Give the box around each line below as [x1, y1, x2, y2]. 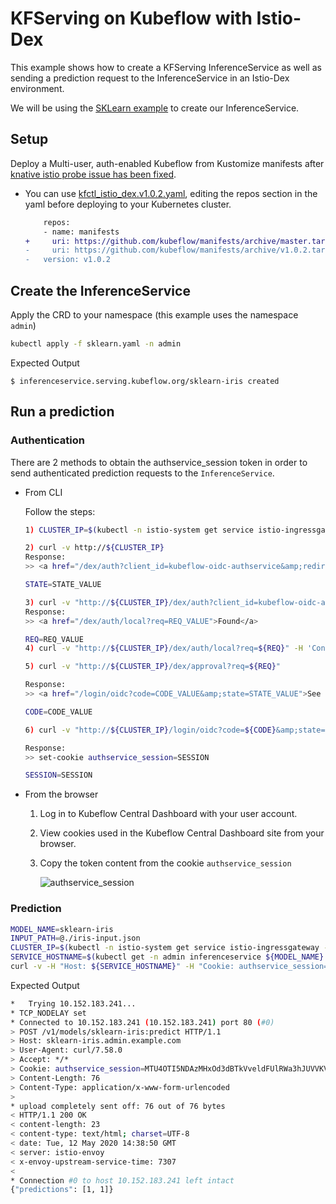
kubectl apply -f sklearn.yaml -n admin [10, 338, 182, 349]
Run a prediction [10, 403, 115, 421]
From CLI [24, 486, 63, 498]
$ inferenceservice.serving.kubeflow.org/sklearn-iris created [10, 376, 280, 386]
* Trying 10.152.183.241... [10, 998, 137, 1009]
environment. [10, 82, 65, 94]
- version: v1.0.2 [24, 255, 111, 265]
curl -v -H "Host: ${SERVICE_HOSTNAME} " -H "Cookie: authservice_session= [10, 962, 329, 972]
